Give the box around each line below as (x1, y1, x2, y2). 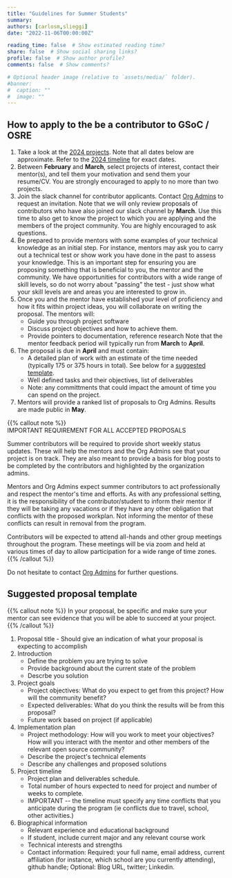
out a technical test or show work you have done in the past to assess (17, 251, 216, 260)
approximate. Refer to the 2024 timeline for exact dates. (17, 155, 177, 163)
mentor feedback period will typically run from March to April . (27, 339, 205, 348)
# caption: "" (7, 87, 51, 93)
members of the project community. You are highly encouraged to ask (17, 222, 217, 230)
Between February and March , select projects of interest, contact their (17, 163, 220, 171)
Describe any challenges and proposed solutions (27, 760, 167, 768)
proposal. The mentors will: (17, 310, 95, 319)
